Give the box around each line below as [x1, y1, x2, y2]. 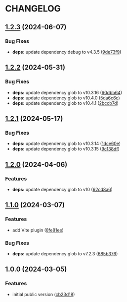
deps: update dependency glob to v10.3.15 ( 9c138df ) [12, 146, 120, 152]
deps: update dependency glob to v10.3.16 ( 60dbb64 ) [12, 89, 123, 95]
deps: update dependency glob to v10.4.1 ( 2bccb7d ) [12, 100, 119, 106]
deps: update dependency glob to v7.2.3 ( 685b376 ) [12, 250, 118, 256]
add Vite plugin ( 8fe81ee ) [12, 227, 64, 233]
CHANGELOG [5, 3, 61, 14]
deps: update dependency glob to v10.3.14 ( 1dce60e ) [12, 141, 121, 147]
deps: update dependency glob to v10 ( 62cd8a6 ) [12, 186, 113, 192]
